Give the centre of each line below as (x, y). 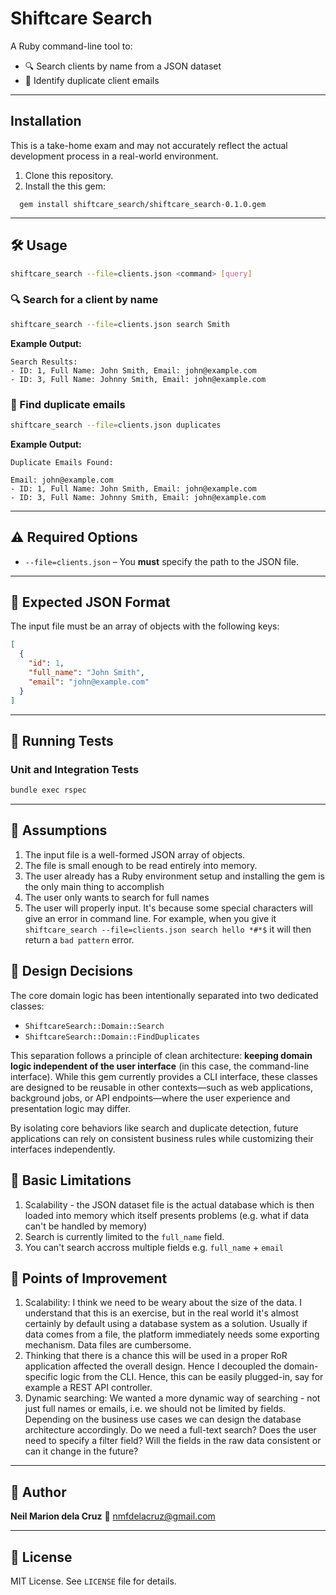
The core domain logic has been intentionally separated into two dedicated (164, 995)
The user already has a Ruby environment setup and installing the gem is (174, 876)
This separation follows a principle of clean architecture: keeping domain (161, 1055)
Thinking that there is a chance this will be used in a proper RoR (156, 1356)
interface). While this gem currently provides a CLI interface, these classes (164, 1076)
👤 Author (38, 1492)
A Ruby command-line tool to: (71, 46)
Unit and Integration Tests (75, 769)
